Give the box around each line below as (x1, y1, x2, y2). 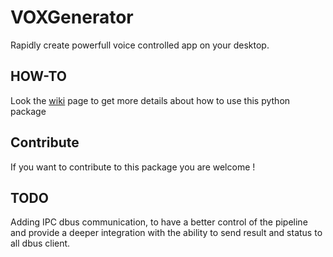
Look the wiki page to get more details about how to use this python (10, 94, 291, 106)
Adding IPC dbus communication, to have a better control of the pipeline (10, 216, 308, 228)
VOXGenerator (10, 6, 134, 29)
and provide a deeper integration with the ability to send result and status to (10, 227, 323, 239)
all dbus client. (10, 237, 71, 250)
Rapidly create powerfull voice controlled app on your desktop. (10, 39, 270, 51)
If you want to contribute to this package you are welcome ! (10, 161, 256, 173)
